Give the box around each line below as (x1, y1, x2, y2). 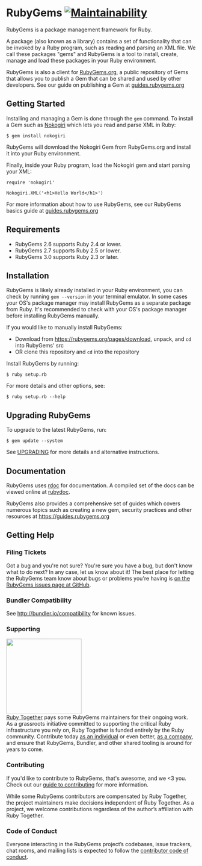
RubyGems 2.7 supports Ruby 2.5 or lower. (14, 247, 121, 254)
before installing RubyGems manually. (6, 312, 100, 319)
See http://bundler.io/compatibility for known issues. (6, 609, 136, 617)
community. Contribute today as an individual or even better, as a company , (6, 733, 194, 740)
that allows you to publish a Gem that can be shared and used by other (6, 75, 182, 82)
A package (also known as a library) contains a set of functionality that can (6, 37, 192, 45)
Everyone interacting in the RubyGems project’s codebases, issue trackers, (6, 840, 192, 847)
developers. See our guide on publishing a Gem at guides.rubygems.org (6, 81, 185, 89)
